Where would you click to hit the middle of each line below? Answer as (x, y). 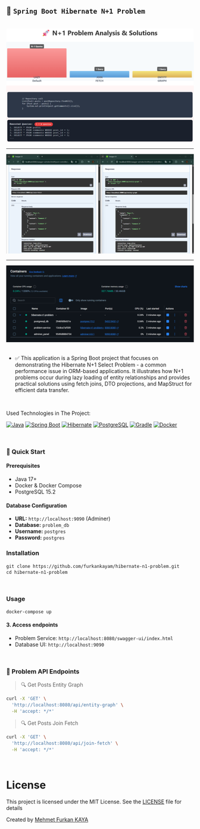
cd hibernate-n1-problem (37, 572)
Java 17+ (26, 479)
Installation (23, 553)
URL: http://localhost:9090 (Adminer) (62, 518)
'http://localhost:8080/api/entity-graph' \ (68, 705)
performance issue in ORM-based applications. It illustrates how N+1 (99, 371)
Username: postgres (40, 532)
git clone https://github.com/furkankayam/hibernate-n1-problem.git (93, 566)
